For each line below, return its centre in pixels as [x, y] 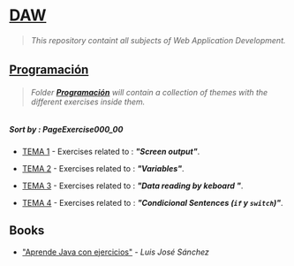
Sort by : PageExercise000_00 [66, 129]
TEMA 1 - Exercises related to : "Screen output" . [111, 151]
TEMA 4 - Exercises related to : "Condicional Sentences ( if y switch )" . [153, 202]
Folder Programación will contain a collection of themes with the [149, 92]
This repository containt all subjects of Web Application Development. [158, 40]
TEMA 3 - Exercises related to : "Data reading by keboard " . [132, 186]
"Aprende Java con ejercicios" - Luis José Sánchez [116, 252]
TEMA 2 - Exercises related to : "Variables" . [103, 168]
